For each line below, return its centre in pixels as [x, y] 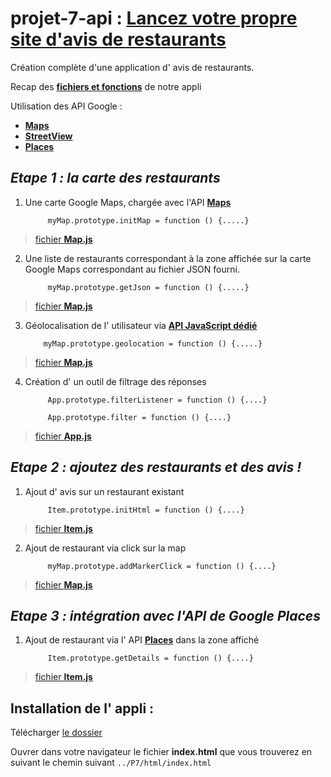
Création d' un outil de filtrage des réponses [115, 381]
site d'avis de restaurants [118, 39]
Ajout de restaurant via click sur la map [105, 548]
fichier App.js [63, 436]
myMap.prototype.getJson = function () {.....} [148, 287]
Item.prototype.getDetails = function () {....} [150, 658]
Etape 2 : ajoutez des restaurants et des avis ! [156, 467]
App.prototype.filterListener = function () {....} [157, 400]
